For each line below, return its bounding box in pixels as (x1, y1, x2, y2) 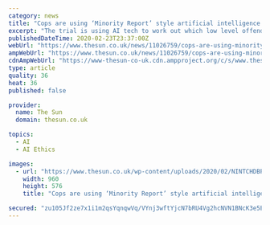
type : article (8, 64, 56, 72)
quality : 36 (8, 72, 48, 80)
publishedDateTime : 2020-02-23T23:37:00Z (8, 34, 149, 43)
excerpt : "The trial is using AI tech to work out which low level (8, 27, 239, 35)
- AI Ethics (15, 145, 56, 153)
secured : (8, 204, 38, 213)
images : (8, 160, 35, 168)
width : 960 (22, 174, 59, 183)
